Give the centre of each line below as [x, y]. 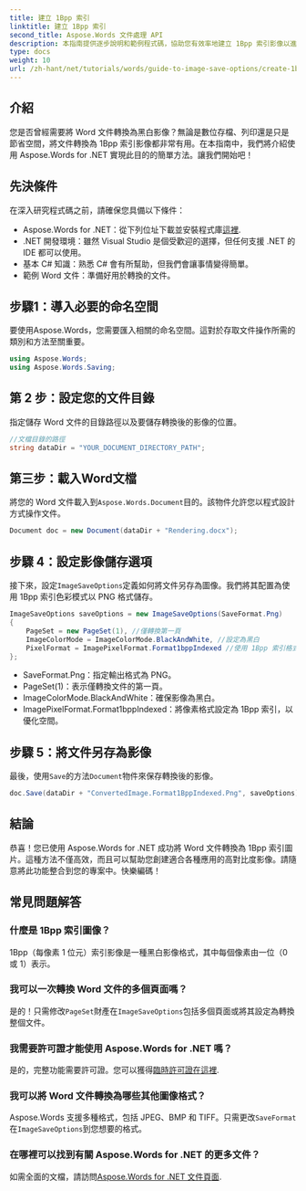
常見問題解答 [46, 902]
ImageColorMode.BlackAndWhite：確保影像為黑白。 [121, 698]
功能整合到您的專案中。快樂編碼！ [97, 870]
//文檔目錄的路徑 [37, 439]
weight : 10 [30, 60]
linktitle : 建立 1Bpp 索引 [58, 26]
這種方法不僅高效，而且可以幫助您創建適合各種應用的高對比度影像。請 [157, 859]
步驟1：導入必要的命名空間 [84, 306]
